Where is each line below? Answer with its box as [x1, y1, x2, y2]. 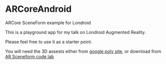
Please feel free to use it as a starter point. [5, 38, 92, 45]
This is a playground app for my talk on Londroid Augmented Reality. [5, 29, 146, 35]
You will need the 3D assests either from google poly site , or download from [5, 48, 162, 54]
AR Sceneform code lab [5, 53, 54, 60]
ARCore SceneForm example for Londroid [5, 20, 91, 26]
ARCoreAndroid [5, 3, 72, 15]
